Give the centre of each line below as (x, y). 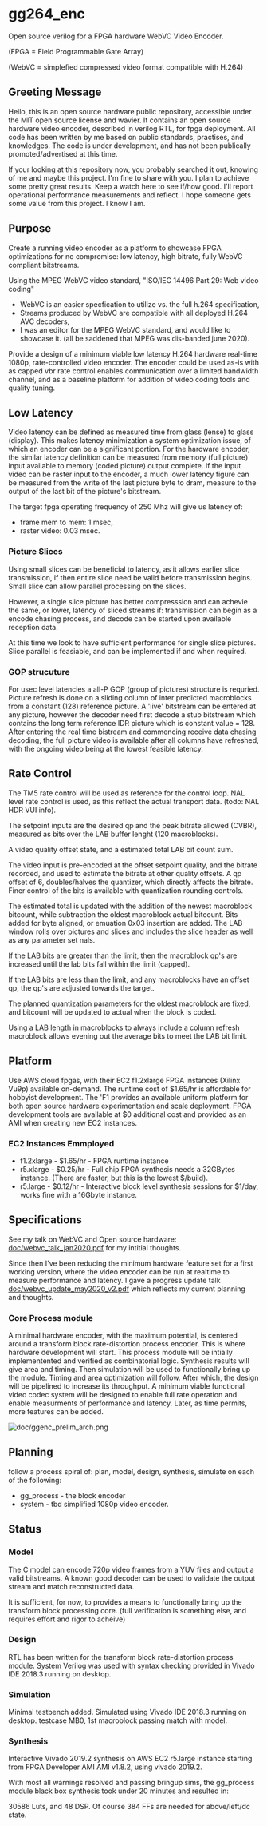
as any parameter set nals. (52, 939)
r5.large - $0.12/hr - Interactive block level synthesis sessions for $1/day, (139, 1186)
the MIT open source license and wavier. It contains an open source (120, 120)
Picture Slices (35, 552)
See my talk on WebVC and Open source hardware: (92, 1239)
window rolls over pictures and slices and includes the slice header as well (131, 931)
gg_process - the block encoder (73, 1495)
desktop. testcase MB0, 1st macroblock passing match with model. (118, 1720)
